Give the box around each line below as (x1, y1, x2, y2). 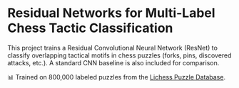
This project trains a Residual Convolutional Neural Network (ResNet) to (7, 43, 218, 52)
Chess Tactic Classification (7, 20, 173, 36)
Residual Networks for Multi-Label (7, 5, 215, 21)
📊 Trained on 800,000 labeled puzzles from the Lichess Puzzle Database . (7, 72, 226, 81)
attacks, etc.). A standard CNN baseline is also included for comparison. (7, 58, 220, 67)
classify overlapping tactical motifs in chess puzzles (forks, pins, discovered (7, 51, 232, 60)
